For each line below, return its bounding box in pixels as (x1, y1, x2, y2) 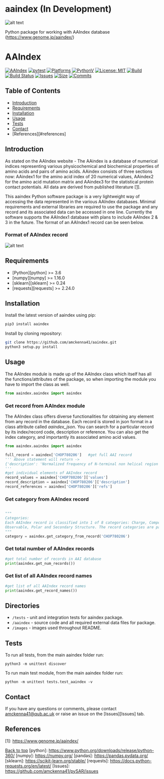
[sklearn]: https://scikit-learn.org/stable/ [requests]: (5, 758, 109, 763)
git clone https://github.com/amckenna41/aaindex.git (5, 340, 117, 345)
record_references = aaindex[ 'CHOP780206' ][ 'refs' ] (5, 484, 112, 489)
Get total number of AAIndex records (5, 545, 94, 552)
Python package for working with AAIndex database (5, 29, 110, 35)
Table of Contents (5, 87, 61, 95)
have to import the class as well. (5, 381, 70, 387)
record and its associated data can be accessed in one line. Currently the (5, 209, 152, 215)
